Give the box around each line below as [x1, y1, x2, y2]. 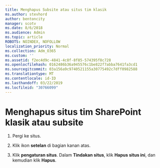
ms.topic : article [5, 35, 43, 40]
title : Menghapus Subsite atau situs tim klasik [5, 7, 107, 12]
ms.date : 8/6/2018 [5, 26, 43, 31]
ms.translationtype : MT [5, 71, 54, 76]
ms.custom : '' [5, 53, 34, 58]
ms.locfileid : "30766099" [5, 85, 58, 90]
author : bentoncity [5, 16, 45, 21]
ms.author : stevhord [5, 12, 48, 17]
